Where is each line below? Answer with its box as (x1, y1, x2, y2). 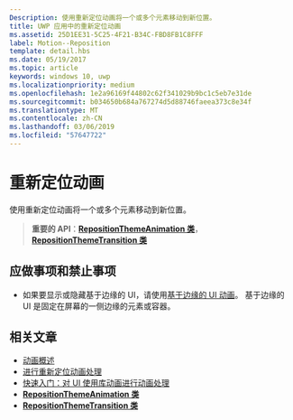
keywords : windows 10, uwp (9, 72, 111, 81)
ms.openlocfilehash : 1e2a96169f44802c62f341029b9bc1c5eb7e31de (9, 89, 252, 98)
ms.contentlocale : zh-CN (9, 114, 103, 123)
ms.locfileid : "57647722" (9, 131, 106, 140)
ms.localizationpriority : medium (9, 80, 135, 89)
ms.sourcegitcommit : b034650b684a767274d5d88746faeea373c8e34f (9, 97, 252, 107)
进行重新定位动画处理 (22, 367, 102, 378)
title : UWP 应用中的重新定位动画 (9, 22, 122, 31)
